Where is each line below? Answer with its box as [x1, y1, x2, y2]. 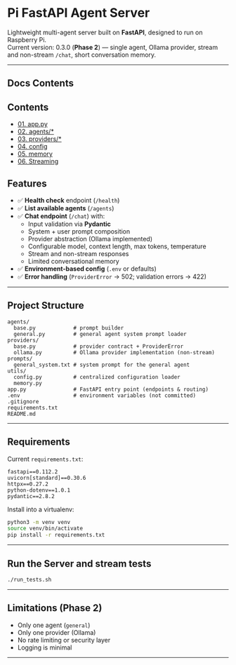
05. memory [17, 149, 53, 159]
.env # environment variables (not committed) [7, 391, 197, 399]
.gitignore [7, 398, 39, 405]
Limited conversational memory [27, 257, 119, 265]
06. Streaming [17, 157, 59, 166]
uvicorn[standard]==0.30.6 [7, 474, 86, 481]
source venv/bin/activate [7, 525, 83, 532]
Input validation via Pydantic [27, 220, 111, 228]
